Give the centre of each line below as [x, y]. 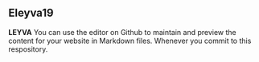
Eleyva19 [31, 13]
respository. [28, 49]
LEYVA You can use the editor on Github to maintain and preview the [123, 32]
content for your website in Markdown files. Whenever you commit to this [130, 41]
